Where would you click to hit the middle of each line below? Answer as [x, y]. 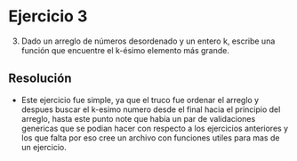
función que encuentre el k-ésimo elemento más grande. [125, 50]
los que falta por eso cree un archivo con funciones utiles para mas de [150, 137]
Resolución [40, 79]
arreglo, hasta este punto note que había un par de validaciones [138, 118]
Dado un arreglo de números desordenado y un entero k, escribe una [148, 41]
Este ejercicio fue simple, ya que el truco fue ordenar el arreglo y [140, 100]
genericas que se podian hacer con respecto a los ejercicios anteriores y [155, 128]
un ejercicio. [44, 147]
